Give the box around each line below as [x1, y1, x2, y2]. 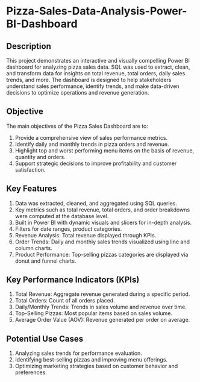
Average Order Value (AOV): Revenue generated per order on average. [14, 316, 190, 324]
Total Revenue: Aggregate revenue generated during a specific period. [14, 290, 190, 298]
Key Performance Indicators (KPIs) [6, 275, 140, 285]
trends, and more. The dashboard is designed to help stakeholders [6, 77, 172, 83]
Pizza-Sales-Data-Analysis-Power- [6, 4, 187, 18]
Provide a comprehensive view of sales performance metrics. [14, 134, 168, 141]
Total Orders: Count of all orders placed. [14, 297, 116, 304]
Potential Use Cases [6, 333, 83, 344]
